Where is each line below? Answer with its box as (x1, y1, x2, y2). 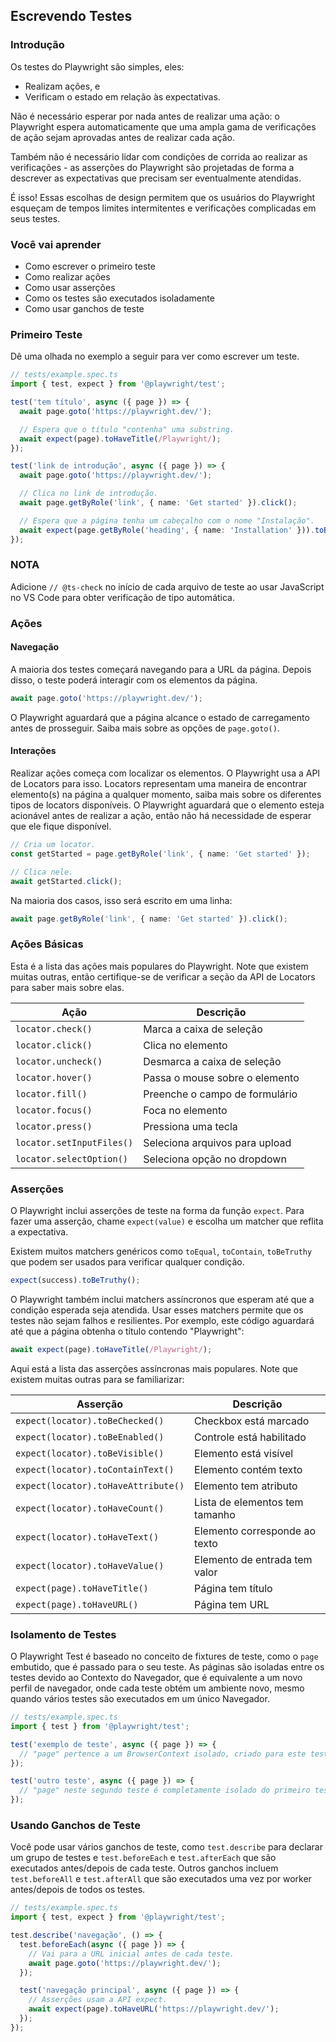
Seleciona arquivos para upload (143, 1135, 292, 1149)
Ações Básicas (10, 937, 84, 951)
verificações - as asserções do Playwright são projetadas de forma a (10, 161, 295, 173)
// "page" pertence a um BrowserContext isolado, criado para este (19, 1749, 307, 1759)
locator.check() (15, 1023, 93, 1034)
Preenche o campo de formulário (143, 1087, 298, 1101)
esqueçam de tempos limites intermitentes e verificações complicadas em (10, 202, 317, 214)
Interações (10, 745, 57, 757)
